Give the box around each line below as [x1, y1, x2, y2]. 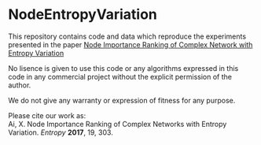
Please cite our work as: [8, 110, 86, 120]
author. [8, 80, 31, 90]
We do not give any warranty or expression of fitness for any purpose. [8, 95, 236, 105]
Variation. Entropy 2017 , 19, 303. [8, 128, 114, 137]
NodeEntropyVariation [8, 6, 157, 24]
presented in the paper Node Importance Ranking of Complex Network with [8, 39, 253, 49]
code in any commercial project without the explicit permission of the [8, 72, 232, 81]
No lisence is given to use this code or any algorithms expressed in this [8, 63, 239, 72]
